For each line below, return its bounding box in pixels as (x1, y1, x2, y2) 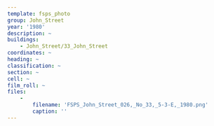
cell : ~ (7, 75, 30, 83)
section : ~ (7, 69, 39, 76)
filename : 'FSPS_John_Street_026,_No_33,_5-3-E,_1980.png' (32, 101, 209, 108)
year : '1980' (7, 23, 46, 30)
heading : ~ (7, 56, 39, 63)
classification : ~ (7, 62, 61, 69)
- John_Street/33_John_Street (20, 43, 109, 50)
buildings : (7, 36, 39, 43)
